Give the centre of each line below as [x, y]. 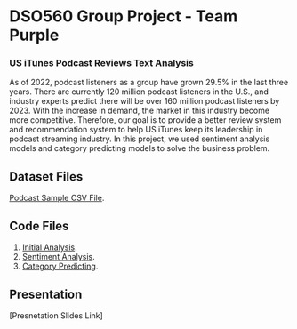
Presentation [46, 294]
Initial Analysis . [49, 247]
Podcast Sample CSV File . [57, 198]
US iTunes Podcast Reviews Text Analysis [101, 63]
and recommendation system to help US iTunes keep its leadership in [136, 130]
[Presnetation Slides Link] [56, 315]
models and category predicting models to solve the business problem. [140, 148]
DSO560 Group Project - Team [124, 16]
